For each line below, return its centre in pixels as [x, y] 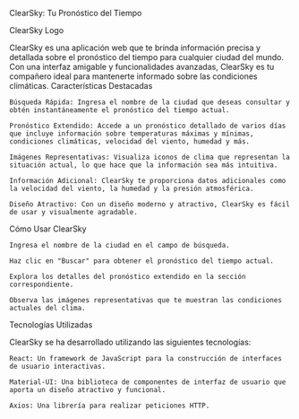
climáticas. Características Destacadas [81, 86]
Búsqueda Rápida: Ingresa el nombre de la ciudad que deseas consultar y [150, 102]
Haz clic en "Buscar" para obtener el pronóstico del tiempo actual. [142, 261]
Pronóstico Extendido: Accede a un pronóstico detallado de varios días [148, 126]
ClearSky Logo [37, 30]
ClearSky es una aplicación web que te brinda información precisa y [135, 48]
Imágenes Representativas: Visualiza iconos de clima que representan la [150, 157]
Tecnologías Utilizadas [51, 325]
